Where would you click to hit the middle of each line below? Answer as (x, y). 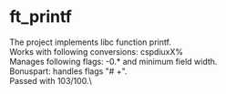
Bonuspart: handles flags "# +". (68, 71)
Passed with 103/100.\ (51, 80)
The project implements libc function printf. (90, 42)
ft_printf (41, 17)
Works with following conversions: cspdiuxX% (97, 51)
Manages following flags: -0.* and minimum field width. (113, 61)
